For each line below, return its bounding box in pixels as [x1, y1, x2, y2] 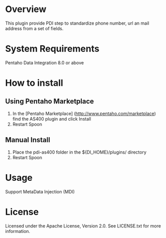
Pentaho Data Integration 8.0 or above [5, 59, 84, 66]
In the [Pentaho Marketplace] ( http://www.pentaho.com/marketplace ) [12, 110, 156, 116]
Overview [5, 4, 47, 15]
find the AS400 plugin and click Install [12, 115, 91, 122]
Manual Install [5, 136, 50, 144]
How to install [5, 77, 64, 89]
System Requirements [5, 43, 99, 55]
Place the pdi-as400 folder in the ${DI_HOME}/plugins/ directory [12, 149, 147, 155]
